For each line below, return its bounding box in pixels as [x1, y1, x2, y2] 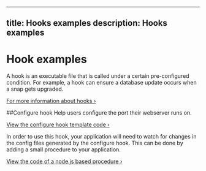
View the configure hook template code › [6, 121, 110, 129]
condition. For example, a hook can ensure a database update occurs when [6, 79, 197, 86]
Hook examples [6, 52, 87, 66]
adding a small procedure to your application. [6, 146, 121, 153]
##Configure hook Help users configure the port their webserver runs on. [6, 109, 192, 116]
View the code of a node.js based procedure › [6, 158, 123, 165]
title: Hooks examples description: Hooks [6, 18, 167, 28]
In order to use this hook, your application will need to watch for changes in [6, 133, 197, 140]
